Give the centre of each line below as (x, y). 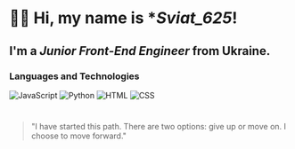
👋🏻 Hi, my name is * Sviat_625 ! (123, 18)
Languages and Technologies (74, 76)
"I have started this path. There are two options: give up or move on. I (159, 127)
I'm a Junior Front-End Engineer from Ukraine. (140, 51)
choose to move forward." (79, 136)
